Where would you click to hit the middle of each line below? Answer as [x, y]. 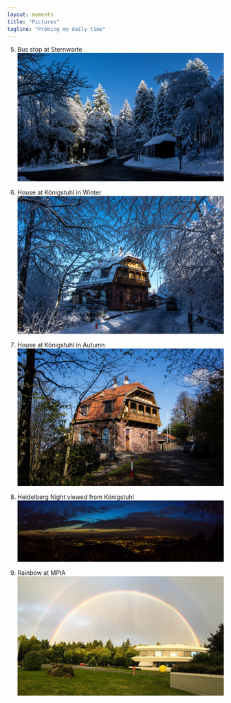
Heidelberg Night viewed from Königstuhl [75, 497]
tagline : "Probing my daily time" [57, 29]
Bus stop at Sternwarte [49, 50]
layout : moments [30, 14]
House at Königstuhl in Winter [59, 192]
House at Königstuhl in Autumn [61, 345]
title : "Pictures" [33, 22]
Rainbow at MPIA [41, 573]
